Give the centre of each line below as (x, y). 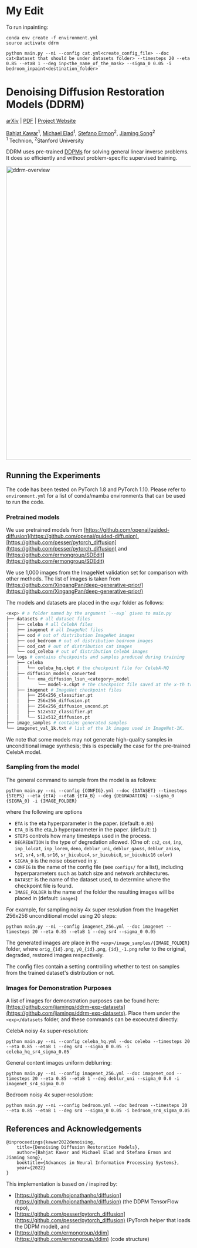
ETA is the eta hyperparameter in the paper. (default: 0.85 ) (84, 823)
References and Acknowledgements (74, 1128)
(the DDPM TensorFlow (150, 1201)
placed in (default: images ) (46, 898)
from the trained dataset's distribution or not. (60, 972)
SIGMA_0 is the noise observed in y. (56, 860)
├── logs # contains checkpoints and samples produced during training (95, 657)
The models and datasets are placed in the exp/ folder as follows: (85, 603)
